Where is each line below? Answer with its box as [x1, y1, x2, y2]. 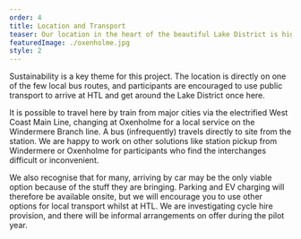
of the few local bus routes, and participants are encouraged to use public [9, 81, 283, 91]
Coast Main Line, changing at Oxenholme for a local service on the [9, 117, 255, 128]
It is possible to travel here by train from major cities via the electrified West [9, 107, 288, 118]
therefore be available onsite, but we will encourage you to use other [9, 192, 262, 202]
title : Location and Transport [9, 21, 126, 30]
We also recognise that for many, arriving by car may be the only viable [9, 172, 272, 184]
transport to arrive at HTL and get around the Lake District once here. [9, 90, 266, 101]
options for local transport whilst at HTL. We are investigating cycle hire [9, 201, 273, 211]
